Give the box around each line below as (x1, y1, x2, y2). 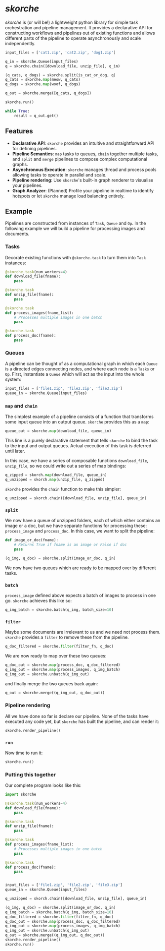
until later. (5, 448, 26, 454)
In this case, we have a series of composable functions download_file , (5, 458, 148, 464)
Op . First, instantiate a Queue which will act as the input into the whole (5, 371, 145, 377)
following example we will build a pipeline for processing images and (5, 226, 145, 232)
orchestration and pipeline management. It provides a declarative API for (5, 24, 153, 30)
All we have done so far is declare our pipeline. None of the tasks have (5, 713, 149, 719)
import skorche (5, 792, 37, 797)
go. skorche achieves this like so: (5, 597, 72, 603)
